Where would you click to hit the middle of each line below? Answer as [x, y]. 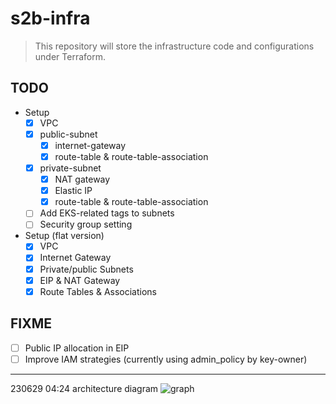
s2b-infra [50, 18]
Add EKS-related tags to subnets [107, 213]
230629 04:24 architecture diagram [84, 388]
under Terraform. [70, 56]
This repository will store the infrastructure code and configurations [174, 46]
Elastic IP [73, 191]
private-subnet [70, 168]
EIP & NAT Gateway [80, 280]
